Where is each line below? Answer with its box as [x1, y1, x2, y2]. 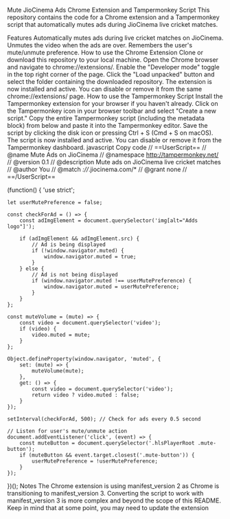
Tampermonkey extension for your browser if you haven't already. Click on [7, 100, 218, 107]
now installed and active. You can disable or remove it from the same [7, 85, 203, 93]
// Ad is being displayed [32, 241, 106, 248]
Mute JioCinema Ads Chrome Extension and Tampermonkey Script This [7, 6, 210, 14]
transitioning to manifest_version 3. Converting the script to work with [7, 489, 204, 497]
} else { [19, 265, 45, 272]
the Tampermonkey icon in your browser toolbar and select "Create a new [7, 107, 216, 115]
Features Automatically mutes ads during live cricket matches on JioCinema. [7, 34, 224, 42]
